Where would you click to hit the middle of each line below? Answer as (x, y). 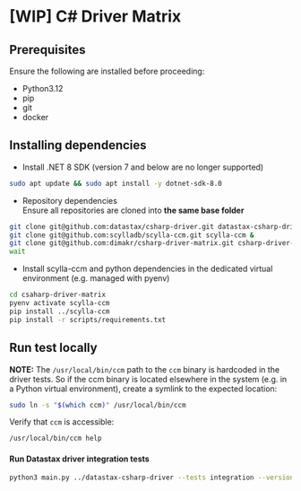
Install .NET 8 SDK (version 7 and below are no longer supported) (143, 167)
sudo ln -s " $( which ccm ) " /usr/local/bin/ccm (98, 405)
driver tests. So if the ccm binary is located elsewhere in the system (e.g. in (148, 379)
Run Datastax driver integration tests (79, 459)
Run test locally (53, 348)
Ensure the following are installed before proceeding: (107, 71)
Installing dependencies (78, 145)
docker (35, 117)
